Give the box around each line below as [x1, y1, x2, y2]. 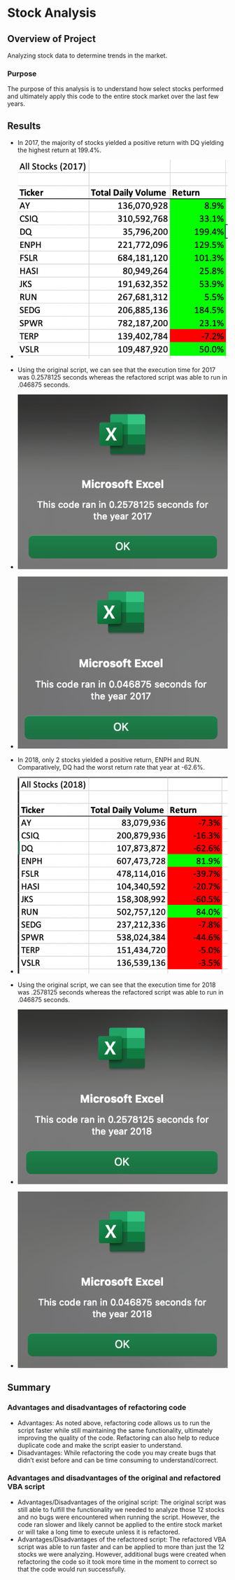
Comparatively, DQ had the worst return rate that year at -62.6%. [17, 763, 205, 772]
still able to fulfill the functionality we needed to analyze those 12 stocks [17, 1505, 225, 1513]
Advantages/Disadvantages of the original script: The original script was [17, 1497, 227, 1506]
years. [7, 99, 26, 108]
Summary [7, 1382, 51, 1394]
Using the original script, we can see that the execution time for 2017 [17, 366, 215, 374]
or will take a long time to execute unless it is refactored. [17, 1527, 180, 1536]
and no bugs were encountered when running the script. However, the [17, 1513, 220, 1521]
